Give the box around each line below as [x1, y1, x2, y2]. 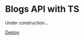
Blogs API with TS [5, 3, 80, 15]
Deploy [5, 29, 20, 35]
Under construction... [5, 20, 48, 26]
